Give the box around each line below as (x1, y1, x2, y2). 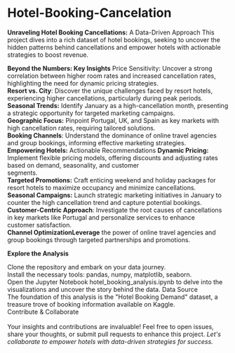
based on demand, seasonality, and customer (7, 161, 140, 169)
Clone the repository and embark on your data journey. (7, 262, 166, 271)
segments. (7, 168, 38, 177)
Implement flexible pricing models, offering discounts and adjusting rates (7, 153, 219, 162)
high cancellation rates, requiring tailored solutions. (7, 124, 156, 132)
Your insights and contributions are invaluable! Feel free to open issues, (7, 322, 214, 331)
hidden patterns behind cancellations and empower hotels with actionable (7, 43, 221, 51)
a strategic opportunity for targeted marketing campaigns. (7, 109, 175, 117)
